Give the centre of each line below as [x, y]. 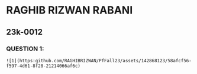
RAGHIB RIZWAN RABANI [70, 10]
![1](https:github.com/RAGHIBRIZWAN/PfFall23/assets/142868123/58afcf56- [99, 60]
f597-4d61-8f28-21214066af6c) [43, 66]
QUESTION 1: [25, 49]
